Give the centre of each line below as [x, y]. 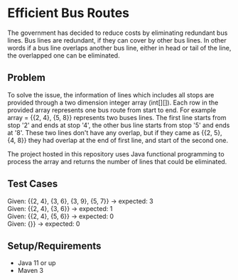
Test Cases [33, 184]
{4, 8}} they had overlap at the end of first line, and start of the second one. [118, 140]
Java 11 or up [37, 263]
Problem [27, 78]
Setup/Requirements [54, 246]
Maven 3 [31, 271]
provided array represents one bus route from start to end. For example [112, 110]
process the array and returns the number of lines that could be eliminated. [117, 161]
